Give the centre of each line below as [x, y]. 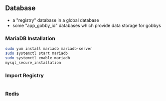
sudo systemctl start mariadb [37, 53]
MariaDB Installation [30, 38]
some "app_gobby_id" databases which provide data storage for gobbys [86, 25]
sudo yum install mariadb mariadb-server [49, 49]
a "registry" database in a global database [56, 20]
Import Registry [24, 75]
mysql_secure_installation [33, 62]
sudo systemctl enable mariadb [38, 58]
